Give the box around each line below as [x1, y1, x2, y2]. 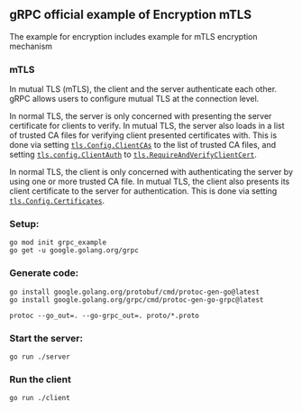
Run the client [9, 373, 72, 386]
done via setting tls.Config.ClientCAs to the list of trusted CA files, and [9, 140, 277, 151]
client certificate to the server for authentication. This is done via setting [9, 186, 278, 196]
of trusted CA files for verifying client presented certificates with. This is [9, 130, 278, 141]
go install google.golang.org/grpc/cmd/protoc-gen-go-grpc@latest [9, 295, 264, 305]
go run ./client [9, 394, 70, 403]
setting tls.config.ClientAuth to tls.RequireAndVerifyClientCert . [9, 149, 257, 160]
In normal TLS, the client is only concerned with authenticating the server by [9, 167, 294, 178]
